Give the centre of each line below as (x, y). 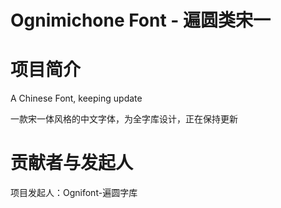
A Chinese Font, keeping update (76, 98)
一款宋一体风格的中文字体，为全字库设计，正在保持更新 (124, 119)
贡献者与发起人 (72, 163)
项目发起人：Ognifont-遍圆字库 (74, 193)
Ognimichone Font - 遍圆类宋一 (141, 20)
